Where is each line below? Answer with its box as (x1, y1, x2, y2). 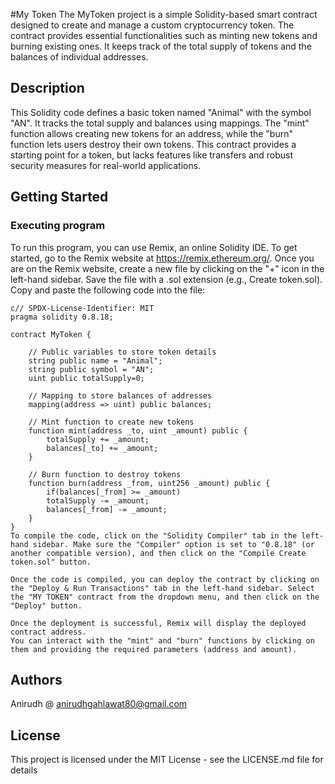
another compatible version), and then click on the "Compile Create (10, 548, 307, 558)
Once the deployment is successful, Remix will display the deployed (10, 618, 307, 628)
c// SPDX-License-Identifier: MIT (10, 303, 155, 313)
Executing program (10, 219, 106, 233)
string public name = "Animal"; (28, 355, 163, 366)
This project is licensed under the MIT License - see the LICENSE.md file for (10, 754, 324, 766)
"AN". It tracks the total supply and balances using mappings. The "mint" (10, 117, 310, 129)
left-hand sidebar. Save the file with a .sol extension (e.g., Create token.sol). (10, 273, 323, 285)
